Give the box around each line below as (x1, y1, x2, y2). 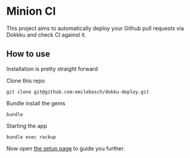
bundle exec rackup (6, 134, 56, 140)
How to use (6, 49, 50, 59)
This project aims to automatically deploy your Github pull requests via (6, 24, 184, 32)
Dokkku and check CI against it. (6, 31, 87, 38)
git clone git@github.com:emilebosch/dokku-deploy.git (6, 89, 150, 95)
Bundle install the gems (6, 99, 66, 107)
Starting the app (6, 122, 47, 129)
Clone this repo (6, 77, 45, 84)
